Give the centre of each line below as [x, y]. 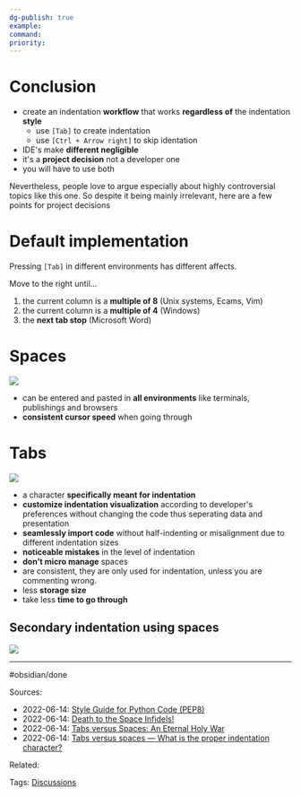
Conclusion [53, 87]
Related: [25, 765]
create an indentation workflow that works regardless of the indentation [156, 112]
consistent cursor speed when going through [107, 417]
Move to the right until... [53, 284]
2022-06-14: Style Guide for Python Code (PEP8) [113, 709]
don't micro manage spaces [75, 562]
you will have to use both [68, 169]
